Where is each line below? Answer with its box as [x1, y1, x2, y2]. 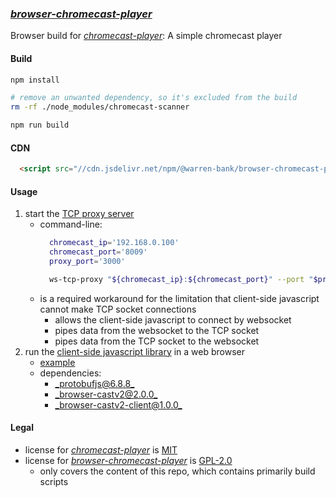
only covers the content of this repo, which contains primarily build [39, 465, 316, 477]
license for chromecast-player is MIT [24, 443, 178, 456]
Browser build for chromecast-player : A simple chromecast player [10, 30, 283, 42]
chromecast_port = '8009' [48, 247, 148, 257]
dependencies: [39, 367, 102, 379]
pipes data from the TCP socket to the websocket [54, 335, 260, 347]
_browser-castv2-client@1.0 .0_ [54, 398, 183, 411]
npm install [10, 75, 60, 85]
